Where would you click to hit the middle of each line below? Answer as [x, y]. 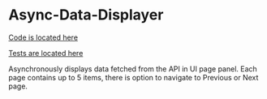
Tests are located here [46, 53]
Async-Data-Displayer [86, 15]
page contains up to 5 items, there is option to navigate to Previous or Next [133, 77]
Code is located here [43, 37]
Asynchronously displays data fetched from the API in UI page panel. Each [133, 69]
